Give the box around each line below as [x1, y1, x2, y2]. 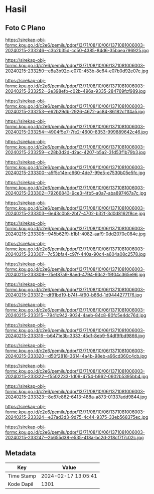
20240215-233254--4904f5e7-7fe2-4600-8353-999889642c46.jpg [5, 129, 148, 135]
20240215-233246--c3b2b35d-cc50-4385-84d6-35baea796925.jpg [5, 48, 149, 53]
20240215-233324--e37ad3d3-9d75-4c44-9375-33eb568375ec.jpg [5, 414, 148, 420]
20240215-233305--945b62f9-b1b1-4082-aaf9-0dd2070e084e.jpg [5, 231, 146, 237]
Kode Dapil [8, 480, 34, 487]
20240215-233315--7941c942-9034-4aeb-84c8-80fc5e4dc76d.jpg [5, 312, 146, 318]
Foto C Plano [5, 24, 46, 32]
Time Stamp [8, 472, 37, 479]
